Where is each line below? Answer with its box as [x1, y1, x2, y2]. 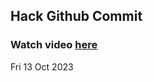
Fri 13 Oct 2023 [10, 60, 74, 73]
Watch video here [10, 38, 98, 52]
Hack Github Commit [10, 8, 143, 25]
